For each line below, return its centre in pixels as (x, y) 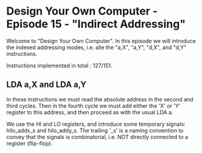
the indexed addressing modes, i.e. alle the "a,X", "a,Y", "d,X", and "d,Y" (96, 47)
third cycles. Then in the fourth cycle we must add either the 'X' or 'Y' (93, 106)
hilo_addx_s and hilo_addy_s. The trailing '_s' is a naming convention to (95, 130)
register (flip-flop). (30, 143)
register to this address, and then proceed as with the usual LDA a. (90, 112)
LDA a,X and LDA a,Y (46, 85)
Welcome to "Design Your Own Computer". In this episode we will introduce (101, 41)
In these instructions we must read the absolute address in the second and (100, 99)
